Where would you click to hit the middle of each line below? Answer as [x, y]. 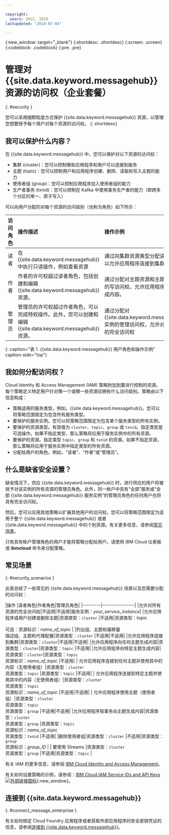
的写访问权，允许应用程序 [135, 287]
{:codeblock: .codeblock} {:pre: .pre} [43, 48]
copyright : [17, 14]
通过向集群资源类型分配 [132, 256]
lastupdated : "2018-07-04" [33, 24]
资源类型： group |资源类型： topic [40, 723]
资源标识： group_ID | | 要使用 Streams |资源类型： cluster [65, 747]
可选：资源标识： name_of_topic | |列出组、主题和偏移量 [63, 629]
